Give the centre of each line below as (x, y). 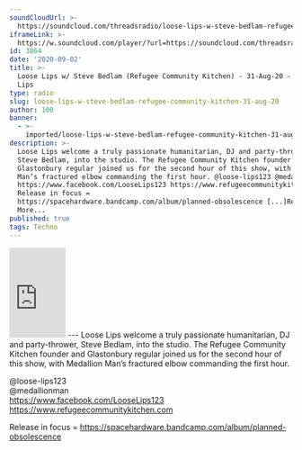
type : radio (31, 93)
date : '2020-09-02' (46, 59)
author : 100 (31, 110)
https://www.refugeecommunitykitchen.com (91, 409)
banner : (24, 118)
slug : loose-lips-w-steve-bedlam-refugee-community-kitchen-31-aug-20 (144, 101)
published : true (40, 218)
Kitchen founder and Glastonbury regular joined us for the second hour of (146, 354)
